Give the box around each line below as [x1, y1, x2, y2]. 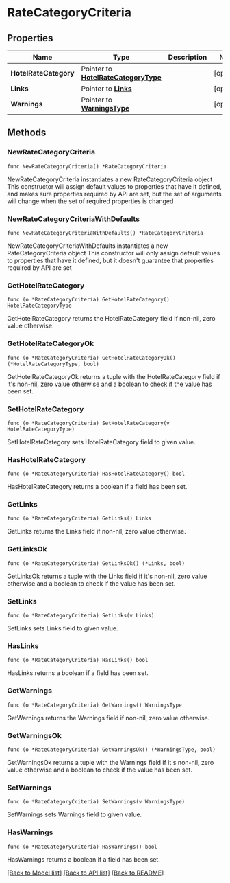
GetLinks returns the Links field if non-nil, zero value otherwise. [7, 527, 186, 536]
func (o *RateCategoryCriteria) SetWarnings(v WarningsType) [7, 799, 186, 805]
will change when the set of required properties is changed [7, 197, 174, 205]
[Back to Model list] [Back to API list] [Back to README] [7, 869, 164, 877]
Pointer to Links [81, 84, 132, 93]
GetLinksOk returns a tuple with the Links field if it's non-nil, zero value [7, 572, 207, 580]
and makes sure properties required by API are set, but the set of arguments [7, 190, 222, 198]
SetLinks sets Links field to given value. [7, 624, 118, 632]
